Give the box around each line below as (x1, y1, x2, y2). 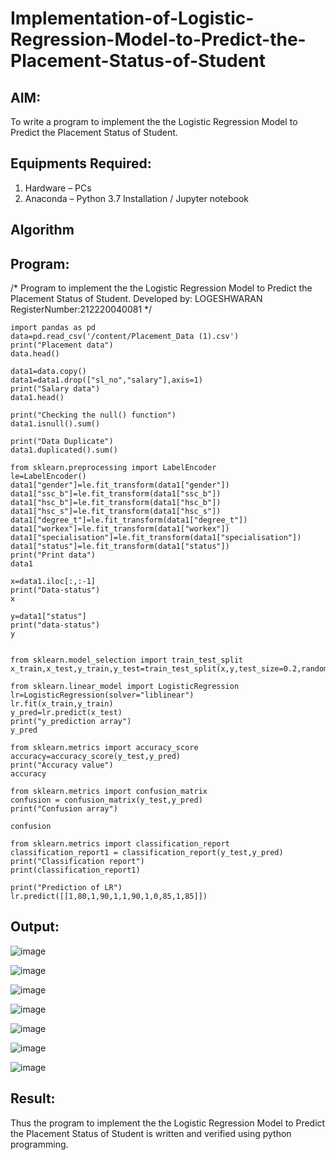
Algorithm (10, 222, 75, 239)
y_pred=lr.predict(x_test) (10, 708, 123, 718)
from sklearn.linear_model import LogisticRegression (10, 682, 240, 692)
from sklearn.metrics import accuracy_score (10, 743, 199, 753)
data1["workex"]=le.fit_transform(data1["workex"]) (10, 524, 230, 534)
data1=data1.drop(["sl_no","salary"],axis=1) (10, 375, 203, 386)
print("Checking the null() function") (10, 410, 177, 421)
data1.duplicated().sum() (10, 445, 118, 456)
